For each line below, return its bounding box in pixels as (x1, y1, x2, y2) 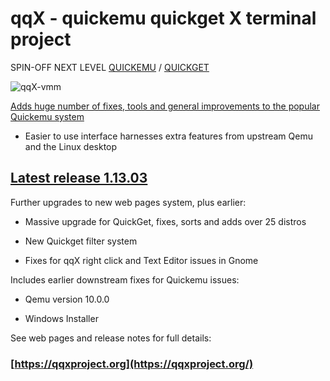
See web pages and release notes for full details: (10, 332, 212, 344)
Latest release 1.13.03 (10, 170, 148, 187)
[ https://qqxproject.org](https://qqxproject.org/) (10, 357, 254, 371)
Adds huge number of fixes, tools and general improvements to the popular (10, 100, 320, 112)
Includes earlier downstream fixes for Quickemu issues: (10, 273, 240, 286)
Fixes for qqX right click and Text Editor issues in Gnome (24, 254, 259, 266)
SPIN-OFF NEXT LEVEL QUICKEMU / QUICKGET (10, 61, 210, 73)
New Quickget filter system (24, 235, 138, 247)
